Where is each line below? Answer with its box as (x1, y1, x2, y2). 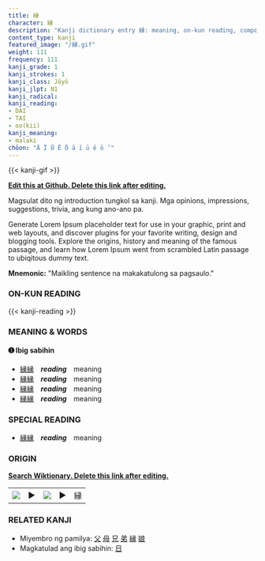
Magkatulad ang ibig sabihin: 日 (19, 543, 122, 553)
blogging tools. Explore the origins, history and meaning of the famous (8, 236, 237, 246)
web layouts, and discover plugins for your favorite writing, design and (8, 228, 237, 238)
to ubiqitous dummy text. (8, 254, 89, 263)
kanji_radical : (8, 92, 58, 100)
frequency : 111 (8, 56, 58, 64)
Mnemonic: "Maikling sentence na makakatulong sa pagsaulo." (8, 269, 215, 278)
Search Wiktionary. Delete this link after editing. (8, 471, 169, 480)
